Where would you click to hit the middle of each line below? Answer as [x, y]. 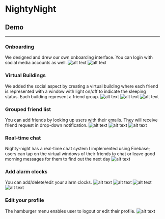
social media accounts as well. [36, 63]
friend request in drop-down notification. [46, 125]
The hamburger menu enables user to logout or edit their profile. [70, 211]
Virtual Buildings [25, 76]
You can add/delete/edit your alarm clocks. [49, 182]
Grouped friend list [28, 109]
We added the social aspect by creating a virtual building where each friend [82, 86]
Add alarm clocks [26, 172]
